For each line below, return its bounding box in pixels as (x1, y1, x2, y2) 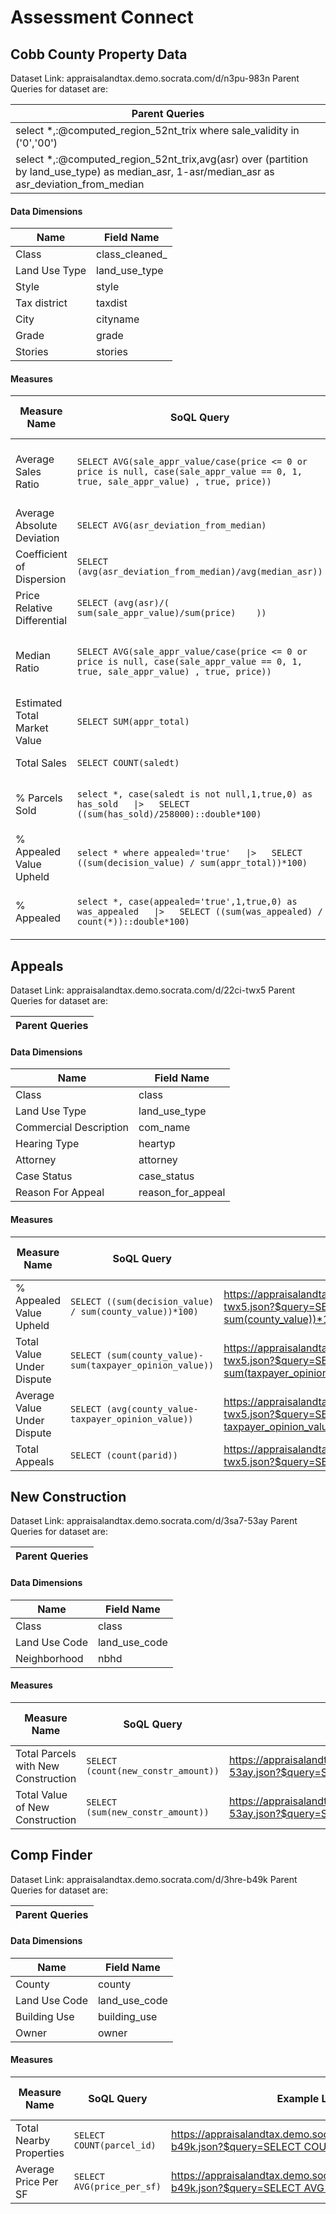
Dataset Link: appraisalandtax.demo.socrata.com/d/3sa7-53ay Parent (10, 1515, 298, 1527)
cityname (96, 312, 140, 326)
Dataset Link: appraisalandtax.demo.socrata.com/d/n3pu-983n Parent (10, 72, 300, 84)
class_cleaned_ (96, 247, 168, 261)
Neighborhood (15, 1651, 84, 1665)
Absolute (15, 519, 58, 533)
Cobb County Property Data (10, 46, 188, 63)
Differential (15, 614, 68, 628)
